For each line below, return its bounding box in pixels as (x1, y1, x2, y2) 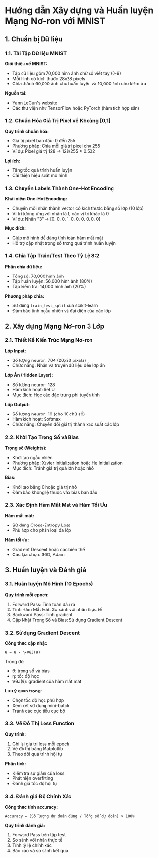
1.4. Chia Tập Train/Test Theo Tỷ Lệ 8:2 (5, 252, 100, 259)
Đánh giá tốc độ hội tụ (12, 781, 57, 787)
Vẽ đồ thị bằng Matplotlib (12, 746, 63, 752)
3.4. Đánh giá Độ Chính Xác (5, 793, 72, 800)
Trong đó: (5, 659, 25, 664)
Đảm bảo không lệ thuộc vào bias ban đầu (12, 489, 98, 495)
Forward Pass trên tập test (12, 831, 66, 837)
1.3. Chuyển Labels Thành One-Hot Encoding (5, 185, 114, 192)
